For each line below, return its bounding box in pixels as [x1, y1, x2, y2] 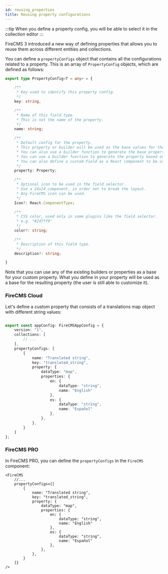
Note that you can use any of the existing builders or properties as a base [5, 269, 156, 275]
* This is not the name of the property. [16, 117, 104, 122]
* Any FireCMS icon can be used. [16, 191, 86, 196]
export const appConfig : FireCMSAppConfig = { [5, 323, 104, 328]
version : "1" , [14, 327, 43, 332]
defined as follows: [5, 66, 44, 72]
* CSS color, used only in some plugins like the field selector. [16, 214, 157, 219]
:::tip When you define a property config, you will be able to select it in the [5, 25, 157, 31]
